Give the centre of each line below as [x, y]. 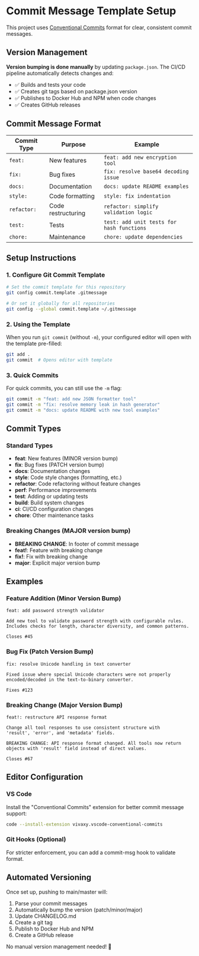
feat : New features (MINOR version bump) [66, 459]
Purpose [73, 144]
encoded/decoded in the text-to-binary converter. [70, 679]
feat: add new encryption [140, 157]
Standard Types [30, 446]
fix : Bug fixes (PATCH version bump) [60, 465]
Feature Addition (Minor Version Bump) [64, 598]
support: [17, 813]
